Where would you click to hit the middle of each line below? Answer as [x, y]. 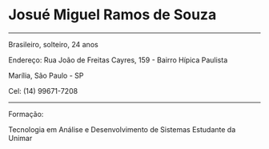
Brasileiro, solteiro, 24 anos [53, 44]
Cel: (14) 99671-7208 [43, 91]
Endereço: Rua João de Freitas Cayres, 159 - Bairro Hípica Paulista [118, 60]
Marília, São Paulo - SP [46, 75]
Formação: [26, 114]
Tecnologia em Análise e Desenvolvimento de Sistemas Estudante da [122, 129]
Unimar [20, 138]
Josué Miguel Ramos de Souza [112, 15]
